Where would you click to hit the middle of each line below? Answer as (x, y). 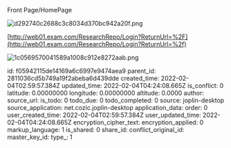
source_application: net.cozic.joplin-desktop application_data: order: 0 (108, 108)
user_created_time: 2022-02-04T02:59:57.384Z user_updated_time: (104, 115)
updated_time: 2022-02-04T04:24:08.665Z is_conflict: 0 (143, 85)
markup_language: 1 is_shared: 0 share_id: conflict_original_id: (96, 130)
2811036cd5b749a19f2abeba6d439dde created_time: (83, 78)
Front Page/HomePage (40, 10)
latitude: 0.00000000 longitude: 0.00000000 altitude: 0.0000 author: (105, 93)
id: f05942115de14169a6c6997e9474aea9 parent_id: (82, 71)
